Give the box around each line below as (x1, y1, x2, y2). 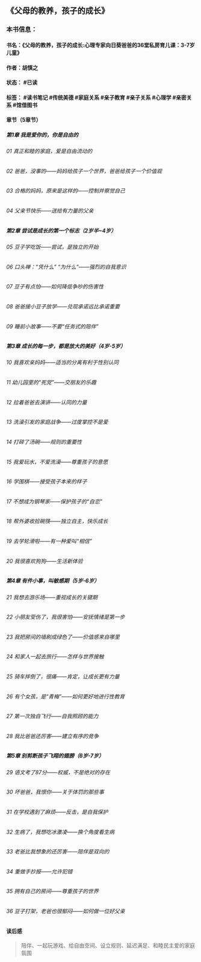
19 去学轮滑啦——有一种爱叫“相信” (6, 537, 92, 544)
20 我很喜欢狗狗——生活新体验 (6, 557, 83, 564)
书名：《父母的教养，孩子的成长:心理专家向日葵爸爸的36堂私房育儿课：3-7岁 (6, 41, 196, 48)
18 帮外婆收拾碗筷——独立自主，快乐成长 (6, 518, 108, 525)
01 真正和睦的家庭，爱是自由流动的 (6, 147, 93, 155)
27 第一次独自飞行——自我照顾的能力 (6, 713, 99, 720)
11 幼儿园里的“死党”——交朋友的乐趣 (6, 379, 96, 386)
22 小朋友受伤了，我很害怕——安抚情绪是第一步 (6, 613, 125, 620)
